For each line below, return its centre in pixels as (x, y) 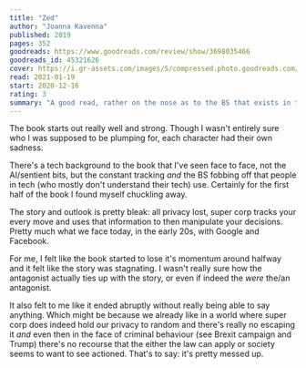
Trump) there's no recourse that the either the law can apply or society (143, 344)
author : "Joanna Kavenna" (58, 26)
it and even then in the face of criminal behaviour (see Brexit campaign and (151, 334)
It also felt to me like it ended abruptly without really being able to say (140, 305)
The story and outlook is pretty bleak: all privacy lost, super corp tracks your (153, 212)
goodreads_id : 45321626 (55, 60)
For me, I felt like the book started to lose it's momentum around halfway (146, 259)
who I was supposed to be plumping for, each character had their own (141, 138)
